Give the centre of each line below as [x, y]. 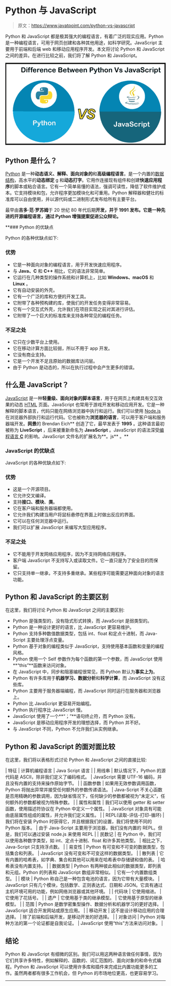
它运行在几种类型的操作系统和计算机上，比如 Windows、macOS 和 [83, 277]
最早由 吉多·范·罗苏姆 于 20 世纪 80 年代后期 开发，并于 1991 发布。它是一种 [83, 210]
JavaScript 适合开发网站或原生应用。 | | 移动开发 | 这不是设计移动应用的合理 [85, 911]
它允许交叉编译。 [31, 496]
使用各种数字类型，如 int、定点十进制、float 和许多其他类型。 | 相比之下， [87, 840]
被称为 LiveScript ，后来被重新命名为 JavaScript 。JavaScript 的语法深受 [82, 430]
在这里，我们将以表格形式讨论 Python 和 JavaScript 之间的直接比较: [76, 760]
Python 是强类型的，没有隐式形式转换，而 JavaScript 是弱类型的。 [82, 621]
